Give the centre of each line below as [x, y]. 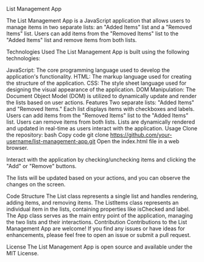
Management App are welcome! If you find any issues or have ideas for [96, 228]
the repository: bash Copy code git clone [58, 135]
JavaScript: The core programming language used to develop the [88, 70]
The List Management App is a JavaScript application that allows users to [98, 20]
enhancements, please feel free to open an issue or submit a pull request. [99, 235]
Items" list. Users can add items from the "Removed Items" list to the [92, 34]
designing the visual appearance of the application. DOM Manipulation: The [101, 90]
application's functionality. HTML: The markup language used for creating [99, 76]
